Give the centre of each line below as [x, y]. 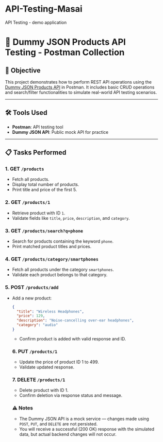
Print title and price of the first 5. [44, 190]
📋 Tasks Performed [36, 152]
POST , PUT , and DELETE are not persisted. [58, 424]
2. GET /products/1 [28, 202]
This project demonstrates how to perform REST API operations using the [78, 82]
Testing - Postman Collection [65, 53]
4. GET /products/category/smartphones [52, 259]
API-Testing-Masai [44, 9]
